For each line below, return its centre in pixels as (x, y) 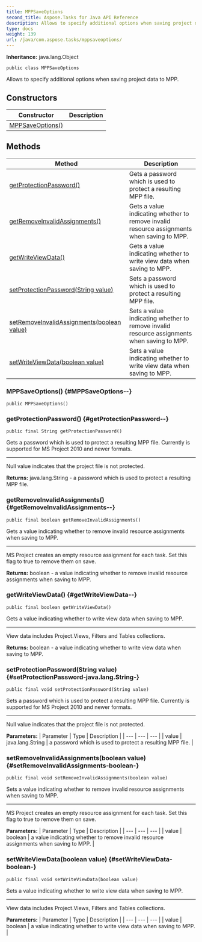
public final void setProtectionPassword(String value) (78, 690)
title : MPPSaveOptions (35, 12)
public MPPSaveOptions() (37, 404)
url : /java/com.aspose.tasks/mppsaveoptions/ (64, 40)
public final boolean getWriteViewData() (59, 607)
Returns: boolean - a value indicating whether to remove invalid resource (97, 573)
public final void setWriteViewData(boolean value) (72, 879)
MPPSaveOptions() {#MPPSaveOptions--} (69, 391)
